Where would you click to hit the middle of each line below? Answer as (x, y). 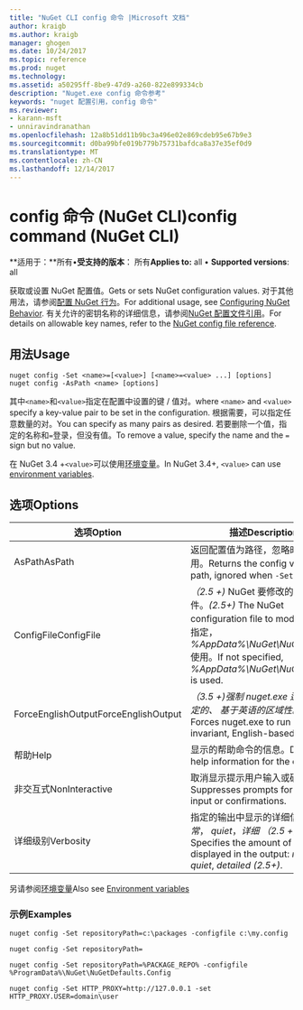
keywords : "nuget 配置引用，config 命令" (83, 102)
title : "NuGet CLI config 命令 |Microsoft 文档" (100, 18)
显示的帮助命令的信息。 (240, 749)
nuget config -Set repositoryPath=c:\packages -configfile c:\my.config (149, 934)
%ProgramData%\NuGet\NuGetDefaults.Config (90, 973)
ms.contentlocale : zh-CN (56, 160)
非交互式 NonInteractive (63, 789)
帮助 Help (33, 755)
